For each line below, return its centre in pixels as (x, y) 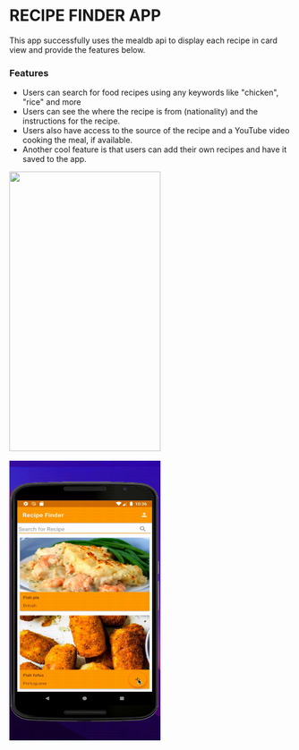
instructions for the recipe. (71, 121)
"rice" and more (52, 102)
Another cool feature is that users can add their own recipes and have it (154, 149)
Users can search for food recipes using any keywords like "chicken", (150, 93)
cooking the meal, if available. (77, 141)
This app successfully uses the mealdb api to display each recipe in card (143, 40)
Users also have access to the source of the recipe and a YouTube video (156, 131)
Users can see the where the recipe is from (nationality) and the (140, 112)
